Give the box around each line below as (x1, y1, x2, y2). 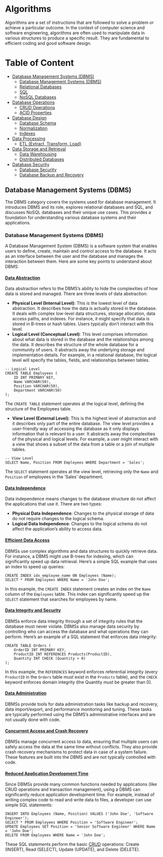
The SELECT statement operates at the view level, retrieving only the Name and (5, 469, 159, 475)
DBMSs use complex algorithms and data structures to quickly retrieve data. (5, 548, 158, 554)
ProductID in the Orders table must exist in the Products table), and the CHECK (5, 674, 158, 680)
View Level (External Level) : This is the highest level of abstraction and (12, 415, 156, 421)
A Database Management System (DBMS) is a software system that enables (5, 243, 157, 249)
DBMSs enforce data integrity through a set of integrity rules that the (5, 618, 143, 624)
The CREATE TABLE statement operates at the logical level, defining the (5, 401, 145, 407)
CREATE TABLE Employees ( (5, 371, 57, 376)
